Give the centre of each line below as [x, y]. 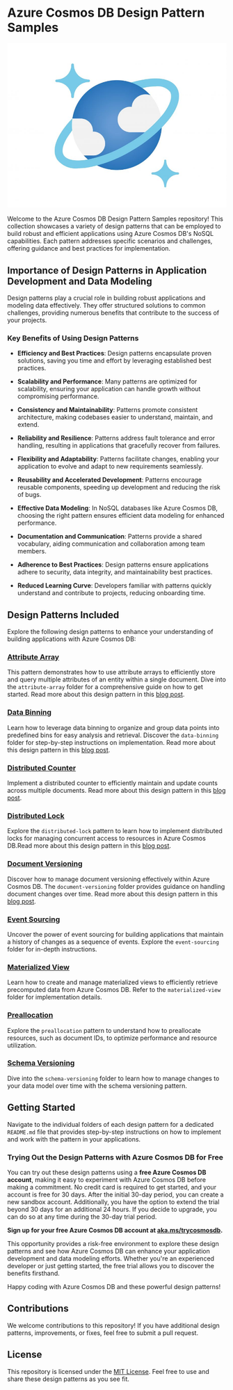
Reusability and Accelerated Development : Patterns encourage [110, 480]
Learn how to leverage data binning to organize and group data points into [113, 727]
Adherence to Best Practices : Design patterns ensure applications [113, 564]
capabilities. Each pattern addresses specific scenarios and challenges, [110, 241]
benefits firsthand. [34, 1273]
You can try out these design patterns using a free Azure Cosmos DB [107, 1172]
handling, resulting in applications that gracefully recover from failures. [119, 445]
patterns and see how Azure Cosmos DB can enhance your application [109, 1251]
